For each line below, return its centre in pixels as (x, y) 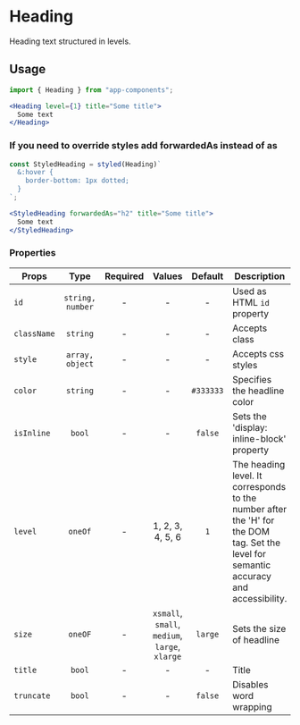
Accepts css (258, 353)
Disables (250, 684)
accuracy (252, 576)
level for (249, 553)
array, (79, 354)
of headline (255, 639)
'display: (250, 427)
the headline (258, 391)
